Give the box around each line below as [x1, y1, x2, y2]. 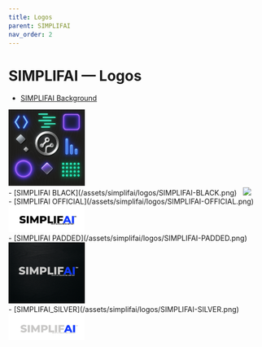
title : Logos [8, 13, 53, 21]
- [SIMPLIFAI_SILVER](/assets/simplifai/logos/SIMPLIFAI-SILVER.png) [8, 304, 240, 314]
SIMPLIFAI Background [20, 94, 98, 103]
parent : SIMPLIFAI [8, 21, 71, 30]
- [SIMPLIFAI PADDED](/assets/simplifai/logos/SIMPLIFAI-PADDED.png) [8, 233, 248, 244]
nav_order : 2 [8, 30, 53, 38]
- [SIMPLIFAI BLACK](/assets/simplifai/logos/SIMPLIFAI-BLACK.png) [8, 188, 238, 198]
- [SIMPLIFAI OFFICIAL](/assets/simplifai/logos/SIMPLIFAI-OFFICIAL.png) [8, 196, 255, 207]
